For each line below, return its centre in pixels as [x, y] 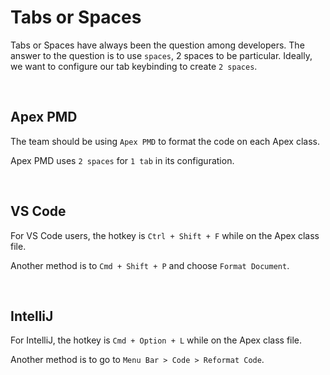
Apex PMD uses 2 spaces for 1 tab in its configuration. [122, 160]
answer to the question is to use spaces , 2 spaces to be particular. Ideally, [161, 55]
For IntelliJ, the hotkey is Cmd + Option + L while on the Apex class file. [156, 340]
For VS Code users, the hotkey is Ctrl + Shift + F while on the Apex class [165, 235]
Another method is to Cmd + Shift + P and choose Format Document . [150, 265]
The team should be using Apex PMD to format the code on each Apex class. [165, 141]
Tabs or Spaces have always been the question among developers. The [157, 45]
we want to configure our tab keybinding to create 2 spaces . [134, 66]
